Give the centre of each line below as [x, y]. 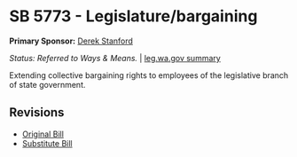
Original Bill [43, 134]
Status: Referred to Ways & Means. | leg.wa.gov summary [115, 58]
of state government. [47, 84]
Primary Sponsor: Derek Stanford [71, 41]
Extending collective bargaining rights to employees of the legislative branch [149, 75]
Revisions [37, 113]
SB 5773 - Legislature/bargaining [133, 16]
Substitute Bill [47, 143]
